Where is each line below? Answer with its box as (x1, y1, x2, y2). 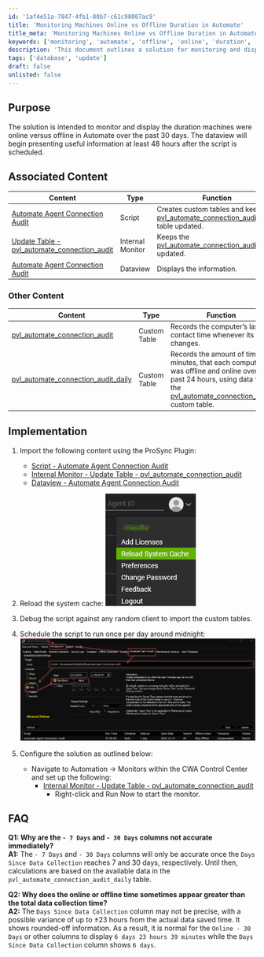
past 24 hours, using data (170, 374, 254, 384)
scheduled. (8, 147, 45, 157)
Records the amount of (170, 349, 245, 359)
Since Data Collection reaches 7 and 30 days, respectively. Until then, (8, 858, 238, 867)
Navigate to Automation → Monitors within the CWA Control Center (31, 764, 248, 773)
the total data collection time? (8, 899, 108, 908)
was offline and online (170, 367, 242, 376)
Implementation (8, 425, 88, 438)
